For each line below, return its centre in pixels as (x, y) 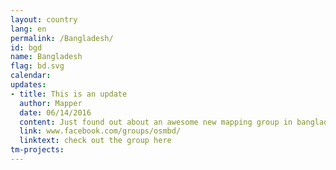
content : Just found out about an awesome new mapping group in (156, 122)
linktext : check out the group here (95, 141)
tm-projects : (37, 150)
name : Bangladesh (46, 57)
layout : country (44, 19)
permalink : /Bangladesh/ (62, 38)
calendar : (31, 76)
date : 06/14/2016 (55, 112)
